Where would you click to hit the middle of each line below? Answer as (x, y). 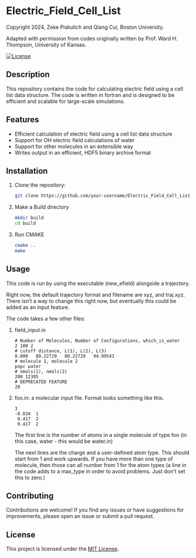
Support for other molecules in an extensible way (74, 146)
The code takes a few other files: (46, 318)
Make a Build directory (42, 207)
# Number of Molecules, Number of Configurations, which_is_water (97, 341)
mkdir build (29, 218)
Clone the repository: (40, 185)
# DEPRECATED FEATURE (41, 382)
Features (23, 120)
